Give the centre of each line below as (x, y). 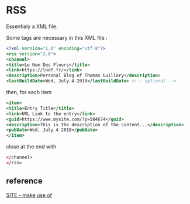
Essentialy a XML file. (32, 26)
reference (24, 181)
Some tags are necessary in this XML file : (57, 37)
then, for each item (29, 92)
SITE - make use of (29, 195)
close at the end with (31, 147)
